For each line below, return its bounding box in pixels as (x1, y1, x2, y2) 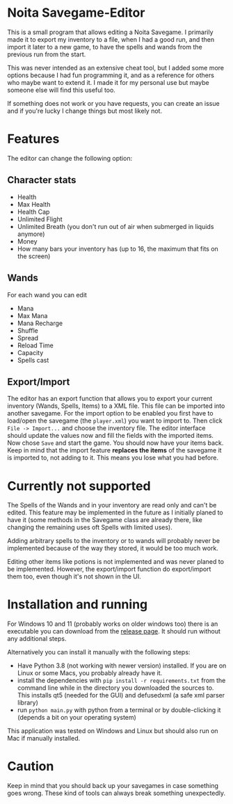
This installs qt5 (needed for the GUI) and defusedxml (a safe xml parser (17, 691, 225, 700)
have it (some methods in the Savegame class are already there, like (7, 516, 203, 524)
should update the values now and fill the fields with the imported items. (7, 432, 214, 440)
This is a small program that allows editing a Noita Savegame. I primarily (7, 28, 214, 36)
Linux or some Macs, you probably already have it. (17, 669, 162, 677)
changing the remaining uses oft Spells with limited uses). (7, 523, 172, 532)
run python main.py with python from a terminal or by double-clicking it (17, 706, 221, 714)
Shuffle (17, 326, 38, 335)
